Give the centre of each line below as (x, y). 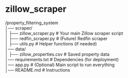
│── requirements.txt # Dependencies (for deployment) (62, 59)
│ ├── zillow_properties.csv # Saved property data (57, 54)
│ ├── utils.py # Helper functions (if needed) (51, 43)
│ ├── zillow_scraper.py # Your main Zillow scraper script (64, 33)
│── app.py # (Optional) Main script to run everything (60, 65)
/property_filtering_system (32, 23)
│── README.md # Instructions (38, 70)
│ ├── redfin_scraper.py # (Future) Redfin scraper (56, 39)
